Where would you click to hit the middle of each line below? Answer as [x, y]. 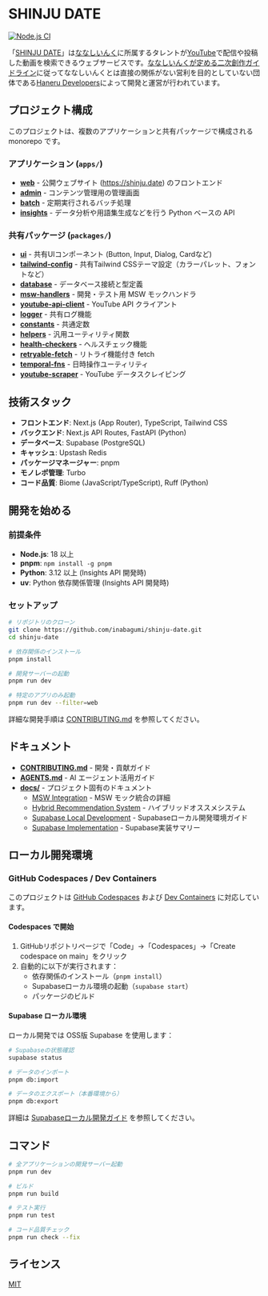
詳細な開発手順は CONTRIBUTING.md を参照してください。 [106, 719]
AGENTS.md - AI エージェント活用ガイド [88, 778]
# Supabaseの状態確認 [41, 1050]
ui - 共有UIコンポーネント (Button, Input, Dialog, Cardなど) [116, 254]
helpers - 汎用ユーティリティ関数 [74, 334]
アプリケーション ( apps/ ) [56, 163]
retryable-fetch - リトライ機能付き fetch [87, 354]
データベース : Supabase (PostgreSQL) [82, 443]
